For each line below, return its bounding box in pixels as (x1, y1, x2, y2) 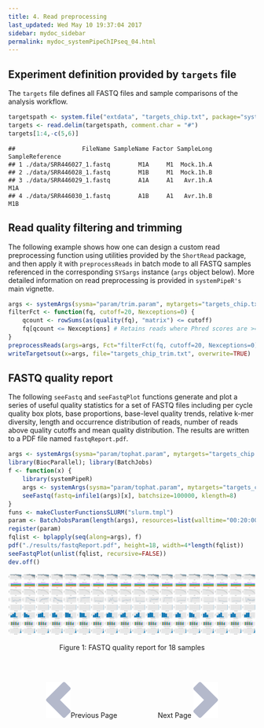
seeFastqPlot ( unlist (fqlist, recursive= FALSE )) (8, 550, 167, 557)
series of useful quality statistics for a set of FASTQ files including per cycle (8, 401, 253, 410)
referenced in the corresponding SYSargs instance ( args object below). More (8, 267, 255, 277)
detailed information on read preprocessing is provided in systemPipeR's (8, 275, 242, 285)
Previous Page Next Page (70, 710, 192, 719)
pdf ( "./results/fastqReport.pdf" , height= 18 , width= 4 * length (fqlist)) (8, 542, 244, 550)
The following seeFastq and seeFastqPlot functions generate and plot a (8, 392, 238, 402)
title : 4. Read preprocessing (8, 13, 108, 20)
